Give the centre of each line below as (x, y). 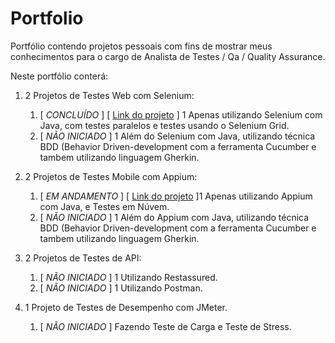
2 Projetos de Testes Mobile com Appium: (111, 176)
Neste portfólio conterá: (59, 76)
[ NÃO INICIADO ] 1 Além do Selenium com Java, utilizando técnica (177, 136)
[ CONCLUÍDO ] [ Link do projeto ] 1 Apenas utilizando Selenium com (181, 114)
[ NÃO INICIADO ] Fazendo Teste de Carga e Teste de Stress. (165, 326)
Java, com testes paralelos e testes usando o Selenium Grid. (164, 125)
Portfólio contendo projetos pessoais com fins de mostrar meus (141, 46)
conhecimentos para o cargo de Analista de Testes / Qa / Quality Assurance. (168, 56)
